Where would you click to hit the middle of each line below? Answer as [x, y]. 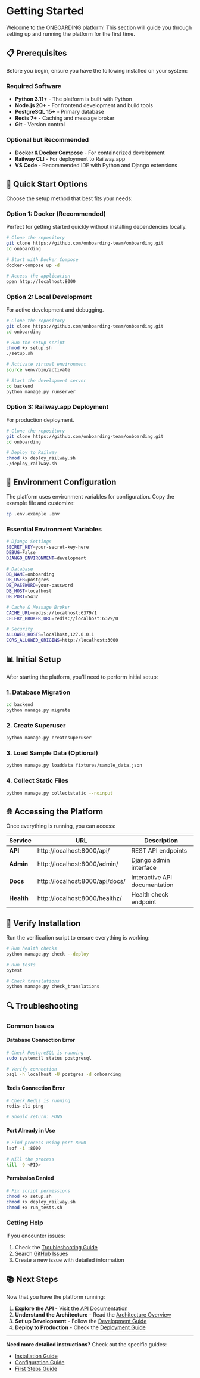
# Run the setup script [36, 343]
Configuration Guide [40, 1362]
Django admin [151, 860]
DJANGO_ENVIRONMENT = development [46, 558]
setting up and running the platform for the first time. [71, 33]
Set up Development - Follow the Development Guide [81, 1321]
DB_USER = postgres [28, 580]
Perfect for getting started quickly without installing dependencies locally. [97, 227]
